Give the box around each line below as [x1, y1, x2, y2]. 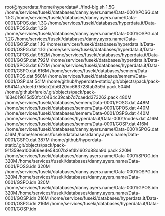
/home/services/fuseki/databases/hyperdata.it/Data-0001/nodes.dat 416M [5, 116, 159, 121]
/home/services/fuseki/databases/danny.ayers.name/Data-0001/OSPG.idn [5, 169, 158, 174]
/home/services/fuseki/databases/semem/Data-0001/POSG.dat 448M [5, 100, 150, 105]
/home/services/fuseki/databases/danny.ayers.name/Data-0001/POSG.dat [5, 9, 159, 15]
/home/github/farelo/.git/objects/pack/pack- [5, 89, 96, 95]
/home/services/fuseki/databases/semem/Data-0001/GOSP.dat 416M [5, 121, 148, 127]
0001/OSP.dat [5, 78, 34, 84]
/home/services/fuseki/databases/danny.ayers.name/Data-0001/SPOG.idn [5, 153, 158, 159]
